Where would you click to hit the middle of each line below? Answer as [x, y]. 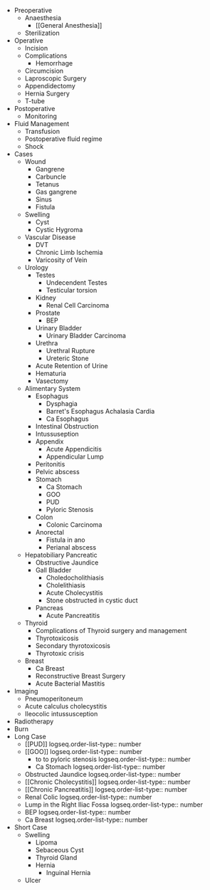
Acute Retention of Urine [72, 366]
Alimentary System [52, 388]
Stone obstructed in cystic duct [92, 600]
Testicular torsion [72, 290]
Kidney [46, 298]
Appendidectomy [50, 86]
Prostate [48, 313]
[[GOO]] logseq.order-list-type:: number [83, 752]
